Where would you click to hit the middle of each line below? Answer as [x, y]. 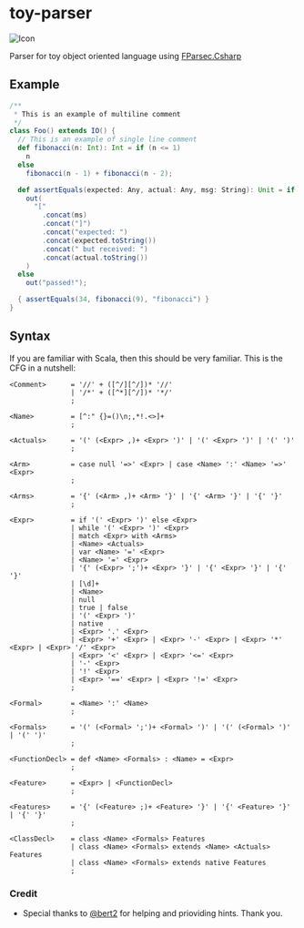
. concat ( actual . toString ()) [95, 258]
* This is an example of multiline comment [97, 114]
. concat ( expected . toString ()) [99, 240]
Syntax [30, 337]
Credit [24, 893]
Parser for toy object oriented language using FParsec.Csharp [126, 56]
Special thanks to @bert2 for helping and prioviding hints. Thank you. [152, 913]
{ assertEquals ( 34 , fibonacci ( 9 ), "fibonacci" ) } [113, 300]
